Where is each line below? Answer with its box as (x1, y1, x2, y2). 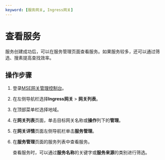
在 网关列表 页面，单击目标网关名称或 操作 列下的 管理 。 (12, 117, 124, 124)
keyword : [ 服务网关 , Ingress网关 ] (5, 7, 73, 13)
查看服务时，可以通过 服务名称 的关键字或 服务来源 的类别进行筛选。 (12, 149, 150, 155)
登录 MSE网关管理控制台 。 (12, 85, 67, 91)
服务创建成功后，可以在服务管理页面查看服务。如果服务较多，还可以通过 (5, 48, 155, 55)
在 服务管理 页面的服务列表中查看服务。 (12, 139, 92, 145)
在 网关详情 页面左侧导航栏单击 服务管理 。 (12, 128, 97, 134)
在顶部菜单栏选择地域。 (12, 106, 62, 113)
